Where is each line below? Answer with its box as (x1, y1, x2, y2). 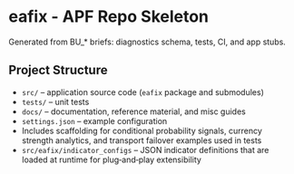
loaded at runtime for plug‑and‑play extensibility (21, 154, 201, 165)
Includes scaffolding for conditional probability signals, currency (21, 125, 262, 136)
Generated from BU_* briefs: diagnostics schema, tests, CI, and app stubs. (8, 36, 287, 47)
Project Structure (8, 63, 108, 78)
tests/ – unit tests (21, 96, 90, 107)
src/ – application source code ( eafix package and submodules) (21, 86, 265, 97)
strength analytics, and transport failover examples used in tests (21, 134, 262, 146)
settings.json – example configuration (21, 115, 168, 126)
